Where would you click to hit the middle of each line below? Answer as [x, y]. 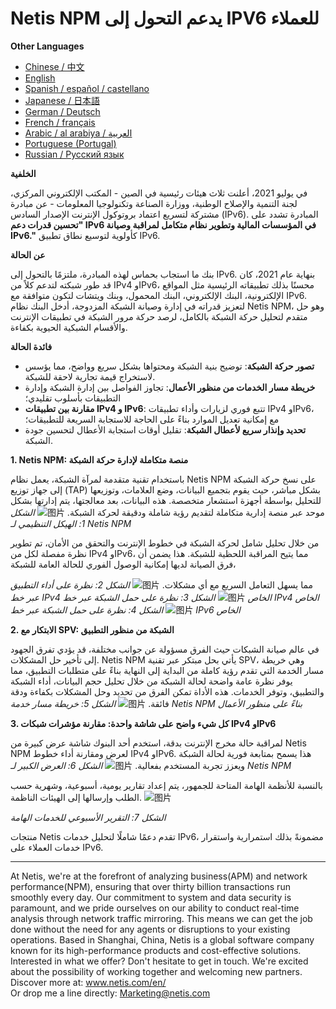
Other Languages [47, 46]
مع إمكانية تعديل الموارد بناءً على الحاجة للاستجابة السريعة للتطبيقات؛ [152, 419]
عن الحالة [28, 254]
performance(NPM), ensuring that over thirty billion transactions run [150, 886]
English [40, 78]
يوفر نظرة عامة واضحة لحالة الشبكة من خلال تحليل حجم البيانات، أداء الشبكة [151, 681]
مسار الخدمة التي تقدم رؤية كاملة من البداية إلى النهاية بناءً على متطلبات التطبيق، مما [167, 670]
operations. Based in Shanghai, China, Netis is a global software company [162, 939]
